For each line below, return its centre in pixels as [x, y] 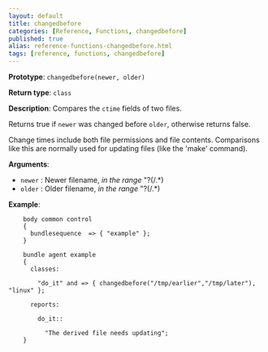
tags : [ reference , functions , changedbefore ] [86, 54]
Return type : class [40, 93]
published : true [36, 39]
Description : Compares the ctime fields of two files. [95, 108]
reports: [45, 305]
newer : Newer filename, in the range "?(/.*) [92, 180]
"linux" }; [27, 290]
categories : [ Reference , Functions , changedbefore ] [97, 31]
